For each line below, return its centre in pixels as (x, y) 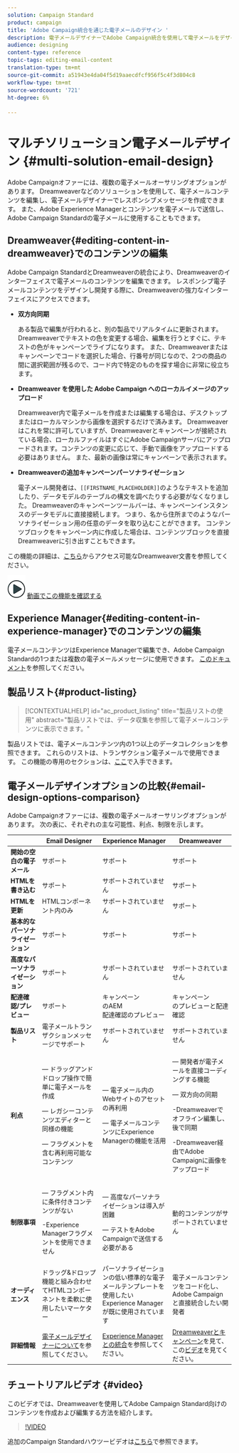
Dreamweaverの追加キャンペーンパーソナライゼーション (101, 472)
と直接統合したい (197, 1303)
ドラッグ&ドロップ (69, 1272)
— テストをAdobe (128, 1229)
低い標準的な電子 (140, 1277)
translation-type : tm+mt (44, 68)
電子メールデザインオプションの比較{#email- (107, 786)
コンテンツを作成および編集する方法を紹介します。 (82, 1412)
